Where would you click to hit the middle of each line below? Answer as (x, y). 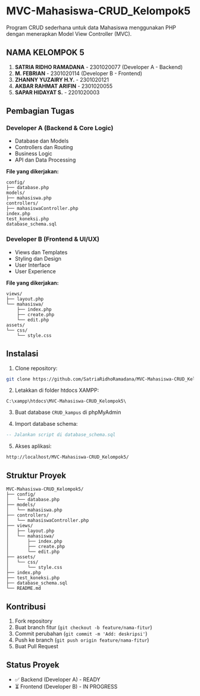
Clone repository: (36, 368)
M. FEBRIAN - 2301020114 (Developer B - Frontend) (79, 73)
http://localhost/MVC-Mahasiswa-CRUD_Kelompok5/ (68, 457)
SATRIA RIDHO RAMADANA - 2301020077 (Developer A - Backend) (99, 67)
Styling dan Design (38, 258)
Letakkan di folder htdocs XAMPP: (57, 390)
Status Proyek (33, 665)
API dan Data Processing (45, 160)
